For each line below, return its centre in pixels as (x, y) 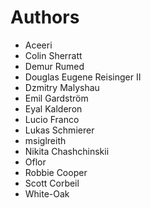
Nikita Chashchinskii (67, 151)
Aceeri (38, 45)
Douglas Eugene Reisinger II (83, 77)
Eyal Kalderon (53, 108)
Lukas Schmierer (59, 130)
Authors (45, 17)
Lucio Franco (52, 119)
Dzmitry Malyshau (62, 87)
